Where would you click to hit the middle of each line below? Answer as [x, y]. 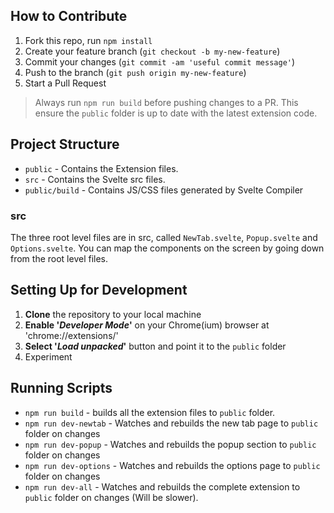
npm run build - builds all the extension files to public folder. [150, 412]
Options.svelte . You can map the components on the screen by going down [167, 248]
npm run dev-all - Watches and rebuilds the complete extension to [162, 486]
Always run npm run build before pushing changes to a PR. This [166, 102]
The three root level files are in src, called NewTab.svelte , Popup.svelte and [164, 237]
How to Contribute [69, 16]
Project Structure [65, 144]
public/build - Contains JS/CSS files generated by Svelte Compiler [164, 190]
